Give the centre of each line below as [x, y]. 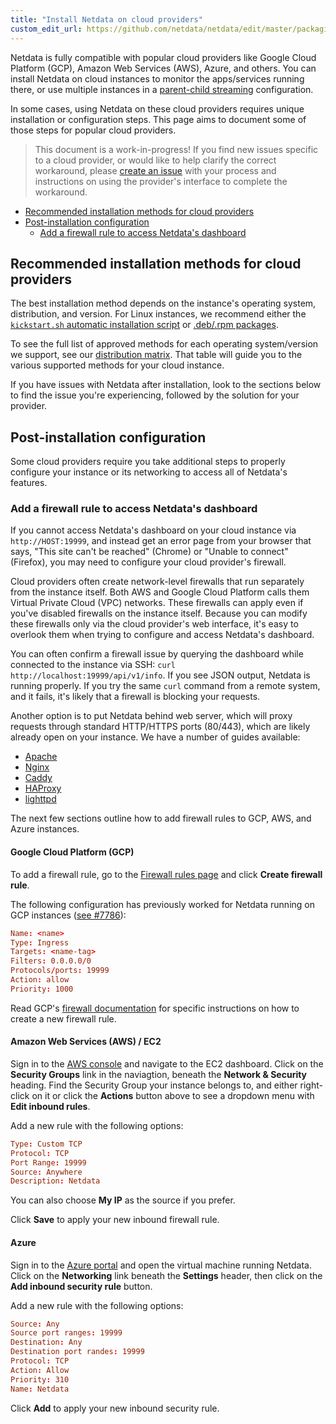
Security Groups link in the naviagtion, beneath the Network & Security [159, 1074]
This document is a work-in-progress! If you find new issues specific [176, 149]
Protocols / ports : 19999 [60, 971]
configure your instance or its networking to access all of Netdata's [149, 472]
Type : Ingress [40, 942]
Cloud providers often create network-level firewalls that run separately [157, 582]
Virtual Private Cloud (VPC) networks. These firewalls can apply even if [157, 603]
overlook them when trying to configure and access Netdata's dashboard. [162, 635]
